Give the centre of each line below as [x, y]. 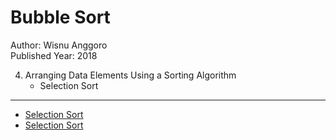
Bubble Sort [60, 17]
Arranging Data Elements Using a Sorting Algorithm [130, 75]
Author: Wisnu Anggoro [59, 45]
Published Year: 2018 [54, 55]
